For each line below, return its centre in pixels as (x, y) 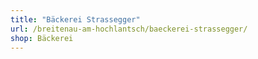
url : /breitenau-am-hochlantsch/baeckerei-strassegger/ (129, 29)
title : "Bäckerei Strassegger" (75, 19)
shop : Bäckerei (42, 38)
